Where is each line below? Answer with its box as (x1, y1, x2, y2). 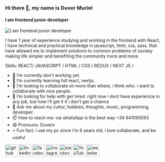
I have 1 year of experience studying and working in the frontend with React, (5, 37, 161, 44)
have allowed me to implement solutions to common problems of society (5, 48, 153, 54)
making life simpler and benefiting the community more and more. (5, 53, 139, 59)
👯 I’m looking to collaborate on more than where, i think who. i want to (12, 83, 155, 89)
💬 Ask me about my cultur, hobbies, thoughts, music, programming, (12, 104, 150, 110)
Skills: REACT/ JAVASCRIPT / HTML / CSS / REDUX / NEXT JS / (5, 63, 134, 69)
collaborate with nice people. (12, 88, 72, 94)
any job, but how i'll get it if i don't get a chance (12, 99, 109, 105)
